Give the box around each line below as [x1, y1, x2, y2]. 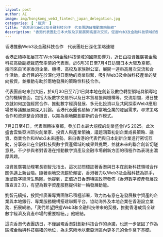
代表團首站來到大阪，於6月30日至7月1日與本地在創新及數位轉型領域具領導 [5, 88, 153, 94]
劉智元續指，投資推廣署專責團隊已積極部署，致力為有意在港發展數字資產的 [5, 192, 154, 198]
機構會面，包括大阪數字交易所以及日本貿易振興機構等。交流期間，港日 [13, 95, 154, 100]
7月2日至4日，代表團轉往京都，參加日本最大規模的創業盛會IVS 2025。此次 [5, 123, 155, 129]
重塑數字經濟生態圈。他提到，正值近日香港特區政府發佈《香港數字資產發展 [5, 176, 154, 182]
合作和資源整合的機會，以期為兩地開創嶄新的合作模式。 [5, 113, 115, 118]
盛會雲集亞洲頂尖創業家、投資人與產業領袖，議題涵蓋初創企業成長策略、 [5, 129, 149, 135]
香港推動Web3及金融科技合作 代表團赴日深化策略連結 [5, 44, 115, 49]
